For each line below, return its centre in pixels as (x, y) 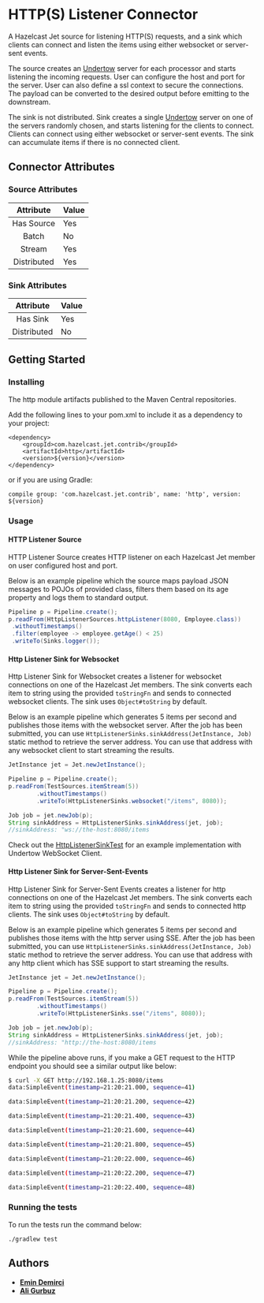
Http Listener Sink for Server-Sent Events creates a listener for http (117, 889)
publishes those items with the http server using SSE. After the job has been (132, 938)
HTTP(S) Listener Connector (103, 15)
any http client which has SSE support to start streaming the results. (119, 962)
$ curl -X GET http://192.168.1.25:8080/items (86, 1080)
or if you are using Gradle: (50, 479)
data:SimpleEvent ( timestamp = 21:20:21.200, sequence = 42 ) (102, 1102)
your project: (29, 423)
